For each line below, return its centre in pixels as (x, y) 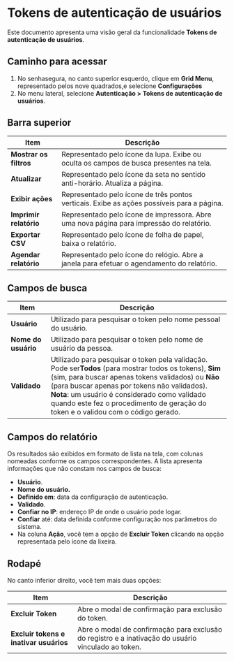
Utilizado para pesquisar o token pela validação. (129, 360)
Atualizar (26, 178)
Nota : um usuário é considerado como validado (128, 395)
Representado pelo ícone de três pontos (127, 194)
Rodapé (24, 564)
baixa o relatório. (89, 243)
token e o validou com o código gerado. (116, 412)
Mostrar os (29, 154)
